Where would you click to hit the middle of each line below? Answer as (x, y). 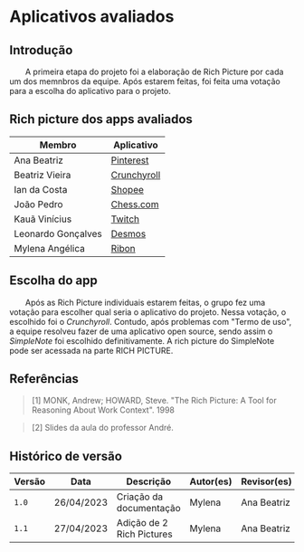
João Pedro (38, 204)
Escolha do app (53, 281)
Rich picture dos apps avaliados (101, 119)
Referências (44, 379)
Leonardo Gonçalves (58, 233)
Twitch (125, 219)
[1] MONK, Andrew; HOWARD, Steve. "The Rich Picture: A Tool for (154, 401)
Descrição (149, 481)
